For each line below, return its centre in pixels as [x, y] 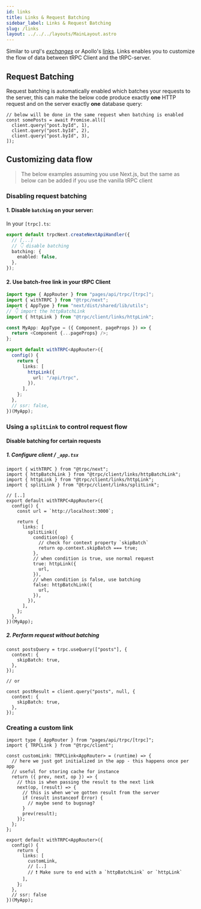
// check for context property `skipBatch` [93, 543]
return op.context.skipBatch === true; [88, 548]
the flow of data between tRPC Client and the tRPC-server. [79, 58]
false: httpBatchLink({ [63, 585]
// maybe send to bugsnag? [61, 803]
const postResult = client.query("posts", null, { [71, 692]
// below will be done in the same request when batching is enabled [95, 115]
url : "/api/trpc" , [56, 378]
